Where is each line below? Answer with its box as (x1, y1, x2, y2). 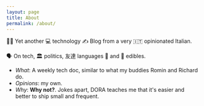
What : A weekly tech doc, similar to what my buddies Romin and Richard (15, 67, 199, 74)
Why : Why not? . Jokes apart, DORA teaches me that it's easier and (15, 86, 185, 94)
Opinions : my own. (15, 80, 62, 87)
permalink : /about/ (6, 20, 56, 26)
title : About (6, 15, 40, 21)
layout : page (6, 9, 40, 15)
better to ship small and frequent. (15, 93, 100, 100)
